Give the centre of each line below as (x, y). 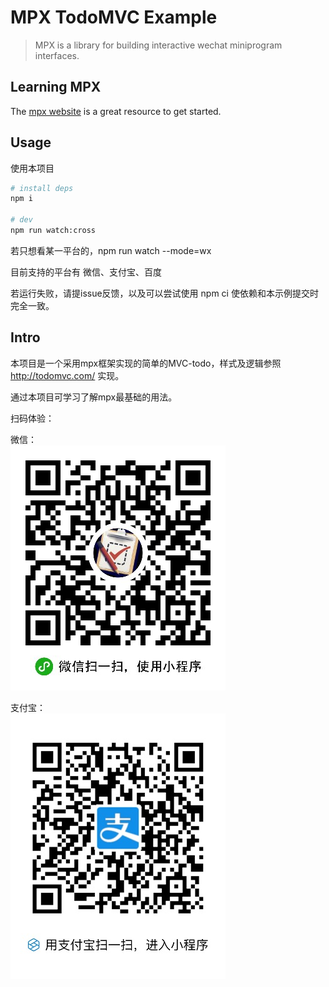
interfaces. (57, 55)
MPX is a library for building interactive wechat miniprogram (158, 45)
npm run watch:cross (53, 231)
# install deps (42, 188)
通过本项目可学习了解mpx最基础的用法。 (94, 397)
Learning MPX (56, 87)
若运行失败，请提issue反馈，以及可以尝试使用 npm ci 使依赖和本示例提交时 (164, 293)
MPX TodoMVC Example (114, 17)
